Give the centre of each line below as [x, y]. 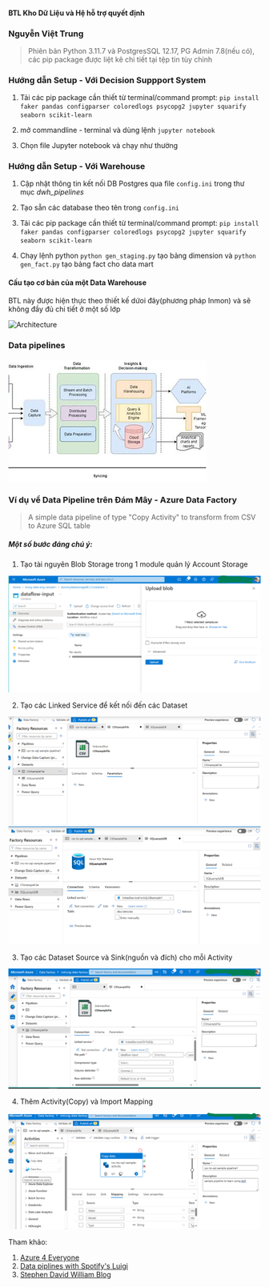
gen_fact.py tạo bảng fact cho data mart [86, 264]
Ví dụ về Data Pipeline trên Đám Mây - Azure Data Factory [123, 499]
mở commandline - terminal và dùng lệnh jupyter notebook [117, 130]
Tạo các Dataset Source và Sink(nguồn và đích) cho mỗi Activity [126, 957]
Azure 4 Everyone [50, 1257]
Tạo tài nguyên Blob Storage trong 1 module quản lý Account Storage [134, 564]
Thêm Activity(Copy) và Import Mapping [86, 1101]
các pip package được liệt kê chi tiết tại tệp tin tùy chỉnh [120, 59]
